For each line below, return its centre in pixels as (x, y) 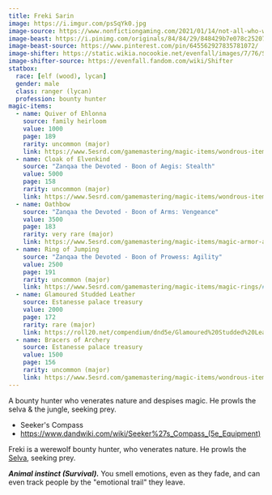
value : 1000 (43, 129)
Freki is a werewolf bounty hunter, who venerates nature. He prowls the (127, 449)
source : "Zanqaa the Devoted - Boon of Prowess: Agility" (123, 257)
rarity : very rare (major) (68, 235)
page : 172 (40, 317)
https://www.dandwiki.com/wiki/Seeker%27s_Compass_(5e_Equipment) (140, 433)
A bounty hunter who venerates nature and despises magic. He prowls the (132, 400)
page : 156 (40, 363)
